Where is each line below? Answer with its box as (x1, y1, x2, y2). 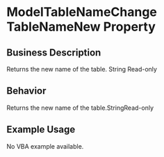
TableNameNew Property (6, 19, 156, 35)
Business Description (6, 47, 101, 58)
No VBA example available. (6, 142, 84, 150)
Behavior (6, 85, 47, 97)
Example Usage (6, 124, 76, 135)
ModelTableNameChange (6, 4, 158, 20)
